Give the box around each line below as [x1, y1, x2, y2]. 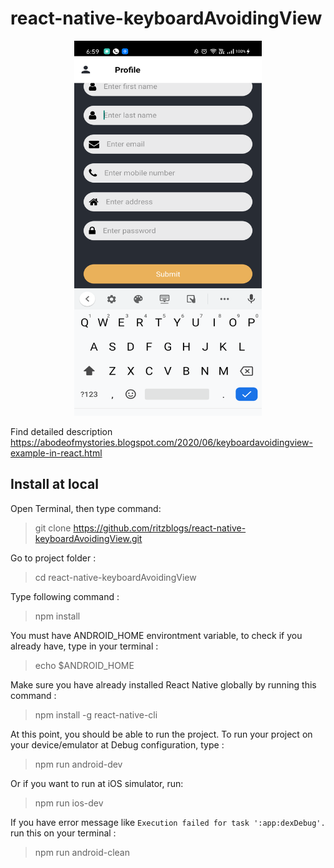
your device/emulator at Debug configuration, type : [10, 738, 225, 751]
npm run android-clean [34, 846, 130, 858]
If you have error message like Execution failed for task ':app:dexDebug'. [10, 816, 326, 828]
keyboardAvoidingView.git [34, 532, 143, 544]
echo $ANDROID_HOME [34, 659, 135, 671]
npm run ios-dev [34, 797, 104, 809]
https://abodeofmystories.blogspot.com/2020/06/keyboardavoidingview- [10, 436, 313, 448]
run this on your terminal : [10, 827, 117, 839]
